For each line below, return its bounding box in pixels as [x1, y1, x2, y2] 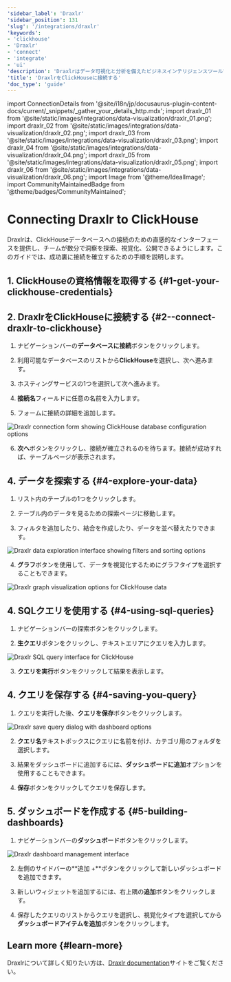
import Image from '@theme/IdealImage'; [88, 173, 206, 181]
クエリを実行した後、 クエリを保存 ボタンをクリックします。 [16, 709, 186, 717]
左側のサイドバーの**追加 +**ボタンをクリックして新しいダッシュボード [16, 864, 222, 872]
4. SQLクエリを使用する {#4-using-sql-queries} [7, 605, 214, 616]
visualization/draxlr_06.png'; [7, 173, 87, 181]
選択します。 [16, 745, 54, 754]
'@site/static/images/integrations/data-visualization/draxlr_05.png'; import [7, 158, 219, 166]
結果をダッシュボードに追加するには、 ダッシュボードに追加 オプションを [16, 760, 222, 768]
